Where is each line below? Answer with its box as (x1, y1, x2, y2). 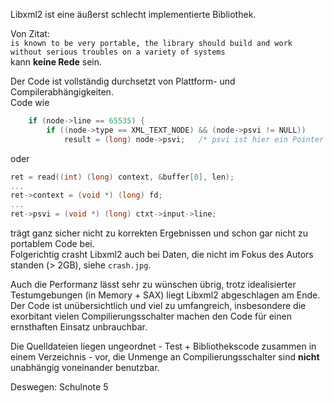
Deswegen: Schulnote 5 (10, 381, 109, 393)
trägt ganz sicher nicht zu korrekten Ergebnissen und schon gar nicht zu (10, 227, 309, 239)
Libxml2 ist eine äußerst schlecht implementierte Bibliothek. (10, 9, 257, 20)
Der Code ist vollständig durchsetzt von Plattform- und (10, 75, 236, 87)
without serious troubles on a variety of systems (10, 47, 226, 57)
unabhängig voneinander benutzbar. (10, 362, 160, 373)
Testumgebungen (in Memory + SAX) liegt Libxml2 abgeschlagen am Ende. (10, 289, 321, 301)
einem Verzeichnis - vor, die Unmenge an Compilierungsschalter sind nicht (10, 351, 320, 363)
